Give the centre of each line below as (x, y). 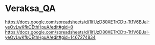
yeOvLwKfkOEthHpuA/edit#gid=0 (39, 27)
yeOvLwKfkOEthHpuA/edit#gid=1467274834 (51, 37)
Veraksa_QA (31, 8)
